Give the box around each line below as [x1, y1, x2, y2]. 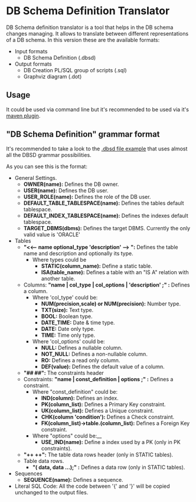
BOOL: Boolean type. [41, 313, 93, 320]
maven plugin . [6, 112, 41, 119]
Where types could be [32, 256, 87, 263]
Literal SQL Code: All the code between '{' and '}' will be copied [14, 482, 170, 490]
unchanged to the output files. [14, 488, 89, 495]
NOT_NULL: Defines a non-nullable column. [41, 350, 148, 358]
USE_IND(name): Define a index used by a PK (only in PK [41, 438, 181, 445]
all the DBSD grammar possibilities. [6, 151, 92, 158]
